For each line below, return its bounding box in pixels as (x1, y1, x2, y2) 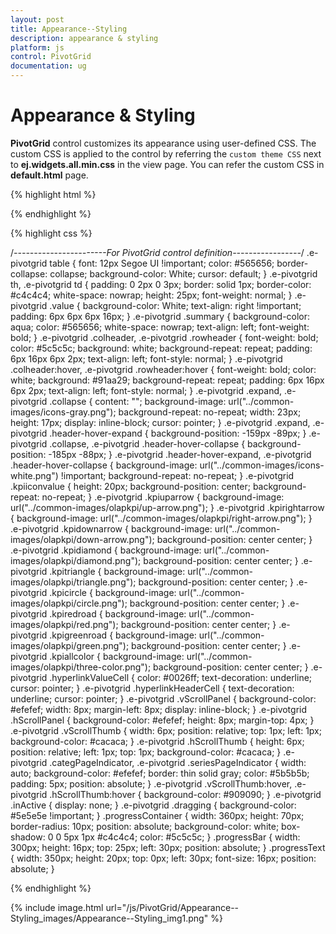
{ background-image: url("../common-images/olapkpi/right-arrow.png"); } (10, 512, 313, 524)
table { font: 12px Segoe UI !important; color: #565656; (49, 257, 275, 269)
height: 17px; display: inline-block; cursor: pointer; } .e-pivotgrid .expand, (10, 416, 311, 428)
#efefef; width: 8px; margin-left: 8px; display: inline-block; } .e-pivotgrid (10, 703, 308, 715)
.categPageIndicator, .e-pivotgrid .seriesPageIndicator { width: (49, 756, 307, 768)
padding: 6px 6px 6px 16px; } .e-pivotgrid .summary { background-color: (10, 310, 311, 322)
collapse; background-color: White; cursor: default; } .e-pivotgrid (49, 267, 318, 280)
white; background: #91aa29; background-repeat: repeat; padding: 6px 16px (10, 374, 325, 386)
